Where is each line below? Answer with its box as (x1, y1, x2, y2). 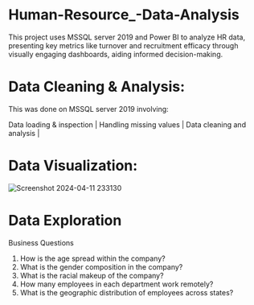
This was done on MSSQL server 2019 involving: (8, 104, 169, 113)
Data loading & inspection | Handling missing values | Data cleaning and (8, 119, 247, 130)
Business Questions (8, 237, 74, 247)
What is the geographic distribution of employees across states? (19, 287, 234, 297)
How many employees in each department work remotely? (19, 279, 214, 289)
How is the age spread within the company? (19, 253, 166, 263)
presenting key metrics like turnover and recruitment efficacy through (8, 40, 239, 50)
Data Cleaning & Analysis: (8, 78, 186, 96)
